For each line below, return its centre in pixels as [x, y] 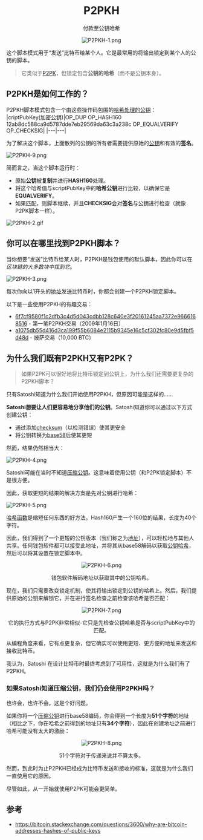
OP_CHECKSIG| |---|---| [36, 130]
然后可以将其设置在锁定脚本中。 [46, 553]
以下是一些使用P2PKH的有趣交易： [50, 304]
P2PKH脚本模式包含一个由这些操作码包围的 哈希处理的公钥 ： [81, 110]
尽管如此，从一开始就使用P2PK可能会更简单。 [63, 789]
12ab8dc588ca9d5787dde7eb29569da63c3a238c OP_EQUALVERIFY [92, 124]
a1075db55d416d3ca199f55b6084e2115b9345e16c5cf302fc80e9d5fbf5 [105, 330]
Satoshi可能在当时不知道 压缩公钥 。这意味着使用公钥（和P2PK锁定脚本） [96, 473]
